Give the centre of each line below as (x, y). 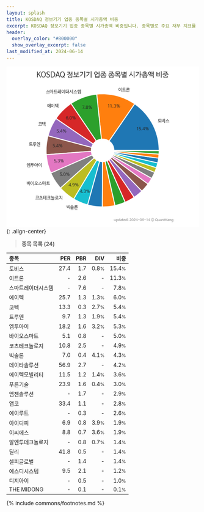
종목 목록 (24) (38, 244)
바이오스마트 (24, 336)
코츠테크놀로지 (26, 346)
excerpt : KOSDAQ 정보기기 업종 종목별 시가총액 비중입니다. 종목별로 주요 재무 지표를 (101, 26)
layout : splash (26, 13)
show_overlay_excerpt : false (49, 45)
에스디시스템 (24, 471)
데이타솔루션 (24, 365)
